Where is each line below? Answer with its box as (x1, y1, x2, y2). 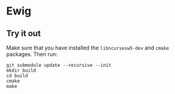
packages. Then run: (6, 51, 58, 58)
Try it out (6, 28, 41, 39)
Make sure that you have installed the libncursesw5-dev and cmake (6, 44, 170, 51)
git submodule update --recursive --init (6, 62, 112, 68)
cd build (6, 73, 28, 79)
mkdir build (6, 67, 36, 74)
